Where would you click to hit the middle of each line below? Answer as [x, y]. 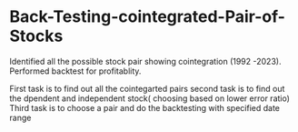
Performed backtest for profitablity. [75, 71]
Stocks [36, 36]
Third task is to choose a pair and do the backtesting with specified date [144, 107]
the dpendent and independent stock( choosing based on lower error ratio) [150, 98]
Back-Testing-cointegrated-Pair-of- [148, 17]
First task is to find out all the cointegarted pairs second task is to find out [147, 88]
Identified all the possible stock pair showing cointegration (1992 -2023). [145, 61]
